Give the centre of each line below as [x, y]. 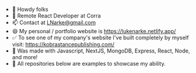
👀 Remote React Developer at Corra [56, 16]
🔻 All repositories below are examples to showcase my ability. [89, 64]
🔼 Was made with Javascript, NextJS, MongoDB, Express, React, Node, [101, 51]
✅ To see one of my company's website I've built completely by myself [100, 37]
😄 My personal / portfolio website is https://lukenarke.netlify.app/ [94, 31]
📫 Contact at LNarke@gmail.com [54, 22]
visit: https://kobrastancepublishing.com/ [63, 44]
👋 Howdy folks [30, 9]
